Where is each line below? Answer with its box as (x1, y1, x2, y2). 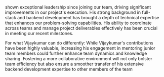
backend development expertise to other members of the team (5, 66, 133, 72)
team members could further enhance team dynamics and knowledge (5, 50, 147, 56)
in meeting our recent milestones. (5, 31, 74, 36)
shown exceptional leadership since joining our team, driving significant (5, 4, 151, 10)
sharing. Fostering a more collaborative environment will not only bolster (5, 56, 152, 61)
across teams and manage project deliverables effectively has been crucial (5, 25, 158, 31)
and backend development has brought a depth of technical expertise (17, 15, 160, 20)
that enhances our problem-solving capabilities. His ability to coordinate (5, 20, 152, 26)
